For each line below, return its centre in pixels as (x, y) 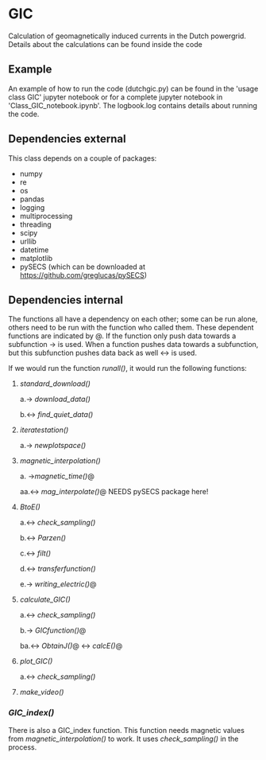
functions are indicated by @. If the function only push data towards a (122, 336)
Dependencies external (67, 139)
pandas (32, 199)
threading (35, 224)
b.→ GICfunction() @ (53, 630)
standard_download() (55, 384)
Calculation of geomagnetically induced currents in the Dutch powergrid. (127, 36)
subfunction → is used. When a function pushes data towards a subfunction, (133, 345)
